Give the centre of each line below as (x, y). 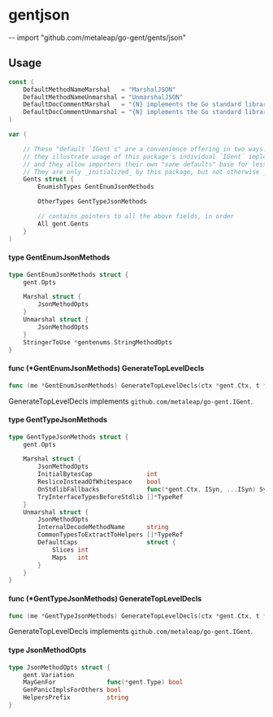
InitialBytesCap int (98, 474)
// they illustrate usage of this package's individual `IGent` (134, 156)
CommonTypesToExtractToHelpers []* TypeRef (110, 535)
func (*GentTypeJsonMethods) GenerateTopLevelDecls (105, 598)
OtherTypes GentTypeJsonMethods (93, 202)
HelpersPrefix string (76, 697)
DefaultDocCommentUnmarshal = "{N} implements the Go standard (132, 112)
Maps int (70, 557)
